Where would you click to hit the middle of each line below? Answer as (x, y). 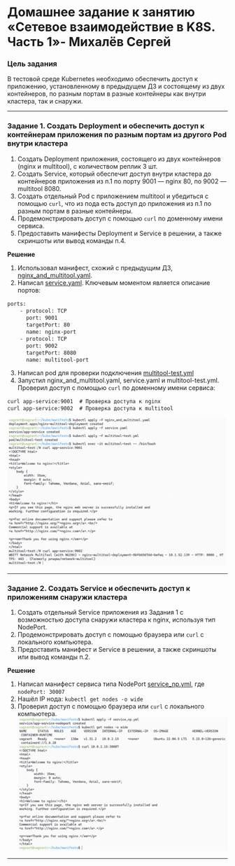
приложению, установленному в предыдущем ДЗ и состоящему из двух (116, 86)
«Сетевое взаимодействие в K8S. (111, 27)
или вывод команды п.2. (54, 657)
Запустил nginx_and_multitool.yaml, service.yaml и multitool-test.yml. (118, 380)
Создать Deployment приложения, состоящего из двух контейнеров (119, 159)
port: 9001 (42, 318)
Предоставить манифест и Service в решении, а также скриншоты (117, 650)
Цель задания (32, 64)
